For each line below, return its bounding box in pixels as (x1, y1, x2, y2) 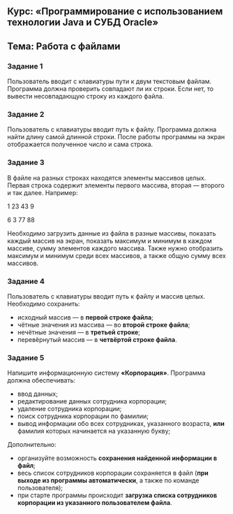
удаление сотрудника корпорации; (17, 405, 122, 413)
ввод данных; (17, 390, 58, 398)
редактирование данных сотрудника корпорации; (17, 397, 167, 406)
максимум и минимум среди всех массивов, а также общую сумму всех (7, 251, 227, 259)
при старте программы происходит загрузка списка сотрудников (17, 491, 218, 499)
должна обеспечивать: (7, 376, 76, 385)
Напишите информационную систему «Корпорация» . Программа (7, 369, 206, 377)
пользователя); (17, 484, 63, 492)
